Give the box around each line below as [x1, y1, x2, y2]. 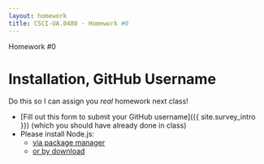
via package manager [32, 138, 106, 148]
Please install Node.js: [19, 129, 95, 139]
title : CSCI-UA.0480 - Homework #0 [8, 19, 129, 27]
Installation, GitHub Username [8, 69, 217, 88]
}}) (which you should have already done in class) [19, 120, 187, 130]
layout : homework [8, 11, 67, 20]
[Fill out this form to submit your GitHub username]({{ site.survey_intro [19, 112, 256, 122]
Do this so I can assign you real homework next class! [8, 96, 188, 106]
